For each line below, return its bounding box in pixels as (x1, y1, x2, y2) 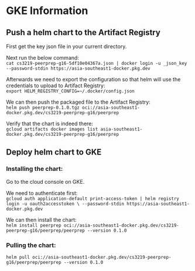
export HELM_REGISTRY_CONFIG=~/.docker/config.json (6, 88, 135, 94)
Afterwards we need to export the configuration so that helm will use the (6, 76, 181, 83)
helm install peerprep (6, 222, 61, 228)
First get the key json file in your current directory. (6, 43, 127, 50)
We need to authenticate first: (6, 189, 78, 197)
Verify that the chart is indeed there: (6, 120, 94, 127)
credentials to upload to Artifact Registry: (6, 82, 105, 89)
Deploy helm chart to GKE (6, 147, 102, 157)
